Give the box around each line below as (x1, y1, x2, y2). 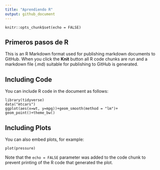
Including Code (5, 75, 52, 84)
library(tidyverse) (5, 98, 45, 102)
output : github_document (5, 12, 55, 17)
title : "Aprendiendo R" (5, 7, 53, 12)
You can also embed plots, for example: (5, 136, 84, 142)
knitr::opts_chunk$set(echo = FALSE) (5, 25, 81, 30)
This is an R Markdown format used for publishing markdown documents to (5, 51, 156, 57)
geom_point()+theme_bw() (5, 110, 55, 116)
